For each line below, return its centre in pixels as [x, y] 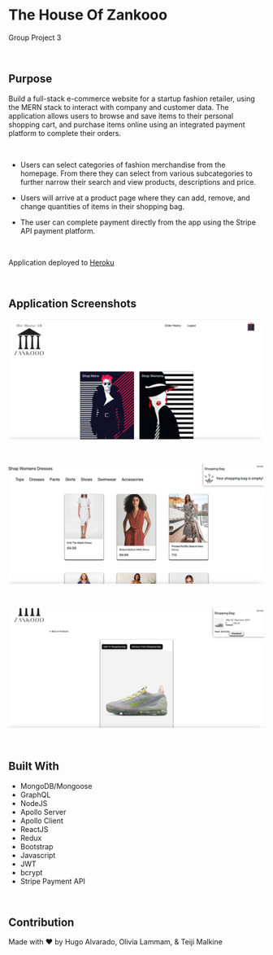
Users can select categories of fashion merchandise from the [123, 164]
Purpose [30, 79]
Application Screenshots [72, 304]
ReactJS [34, 829]
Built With [34, 767]
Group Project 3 [35, 37]
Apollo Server [43, 812]
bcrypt [31, 872]
